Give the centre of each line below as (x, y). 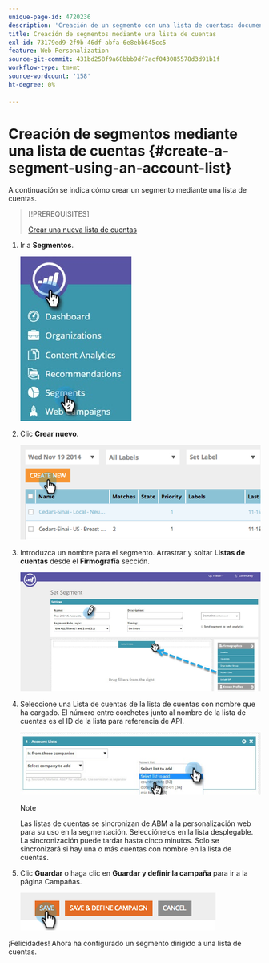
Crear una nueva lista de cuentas (82, 230)
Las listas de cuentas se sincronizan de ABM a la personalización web (135, 823)
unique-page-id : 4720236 (50, 17)
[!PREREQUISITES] (58, 214)
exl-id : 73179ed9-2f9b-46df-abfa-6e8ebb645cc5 (87, 43)
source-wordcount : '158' (50, 76)
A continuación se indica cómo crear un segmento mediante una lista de (127, 190)
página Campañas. (51, 882)
